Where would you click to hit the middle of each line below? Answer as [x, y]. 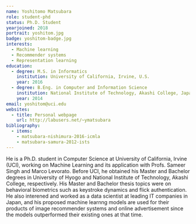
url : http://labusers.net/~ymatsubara [64, 120]
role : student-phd [28, 17]
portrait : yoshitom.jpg [35, 33]
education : [19, 66]
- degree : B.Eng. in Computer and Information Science [79, 88]
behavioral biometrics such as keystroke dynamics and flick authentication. [97, 189]
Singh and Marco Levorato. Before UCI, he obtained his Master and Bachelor [98, 171]
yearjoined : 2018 [27, 28]
